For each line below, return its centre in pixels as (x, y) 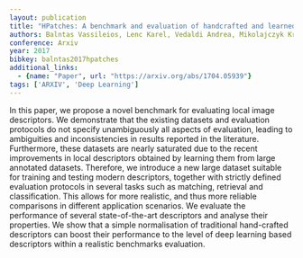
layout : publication (48, 18)
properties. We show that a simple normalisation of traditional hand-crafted (149, 225)
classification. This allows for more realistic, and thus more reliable (133, 196)
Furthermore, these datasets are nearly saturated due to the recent (134, 148)
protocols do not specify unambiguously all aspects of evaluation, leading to (151, 129)
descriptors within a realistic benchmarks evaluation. (107, 244)
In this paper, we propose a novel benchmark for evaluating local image (142, 110)
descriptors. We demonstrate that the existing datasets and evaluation (140, 120)
